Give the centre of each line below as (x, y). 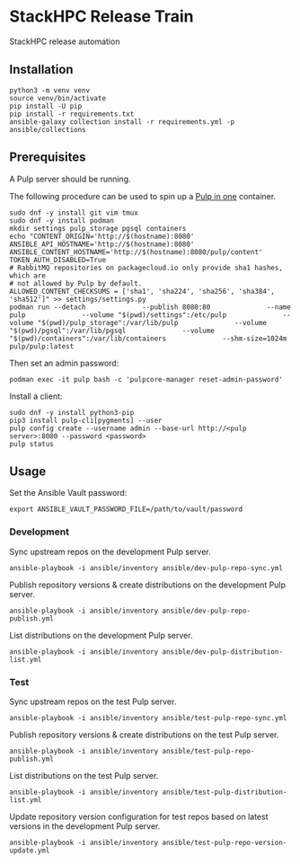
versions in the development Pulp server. (85, 826)
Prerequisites (48, 158)
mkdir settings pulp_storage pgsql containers (98, 228)
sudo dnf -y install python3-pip (72, 412)
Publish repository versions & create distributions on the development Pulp (147, 585)
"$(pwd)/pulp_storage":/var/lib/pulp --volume (152, 322)
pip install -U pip (46, 106)
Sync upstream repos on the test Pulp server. (93, 701)
